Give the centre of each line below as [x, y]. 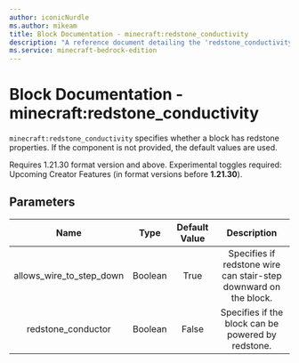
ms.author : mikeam [43, 26]
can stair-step [252, 275]
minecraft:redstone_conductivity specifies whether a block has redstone [145, 138]
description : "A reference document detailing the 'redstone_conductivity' [153, 42]
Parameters [42, 202]
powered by [252, 335]
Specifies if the [252, 312]
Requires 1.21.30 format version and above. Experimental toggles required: [145, 165]
